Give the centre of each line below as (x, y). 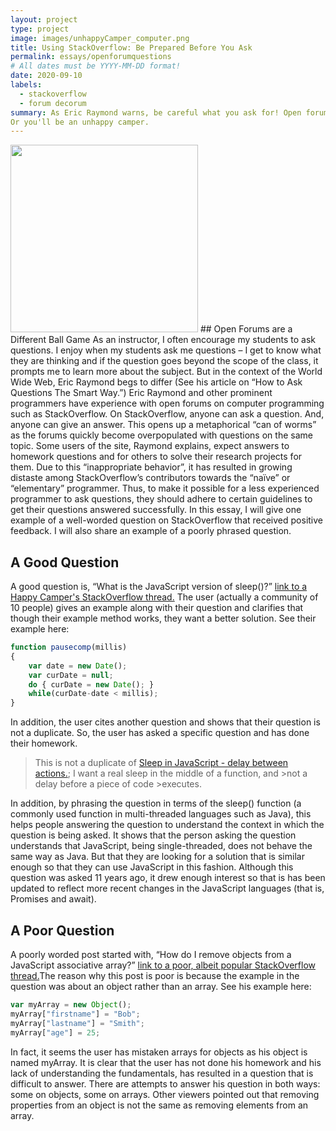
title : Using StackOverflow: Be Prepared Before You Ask (131, 47)
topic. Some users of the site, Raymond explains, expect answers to (150, 446)
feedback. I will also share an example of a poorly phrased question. (151, 531)
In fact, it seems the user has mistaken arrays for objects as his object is (159, 1052)
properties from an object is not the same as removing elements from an (159, 1105)
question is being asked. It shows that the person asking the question (153, 835)
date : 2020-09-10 (46, 76)
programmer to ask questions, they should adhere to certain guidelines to (161, 499)
